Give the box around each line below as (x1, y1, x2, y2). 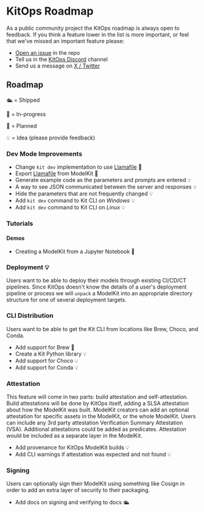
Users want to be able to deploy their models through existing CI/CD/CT (6, 277, 187, 284)
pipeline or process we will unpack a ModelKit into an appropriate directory (6, 290, 193, 297)
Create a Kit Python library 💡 (15, 350, 87, 357)
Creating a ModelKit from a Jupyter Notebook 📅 (15, 248, 135, 255)
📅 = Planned (6, 122, 37, 129)
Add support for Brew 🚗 (15, 343, 75, 351)
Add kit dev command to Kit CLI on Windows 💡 (15, 197, 135, 205)
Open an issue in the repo (15, 49, 80, 56)
